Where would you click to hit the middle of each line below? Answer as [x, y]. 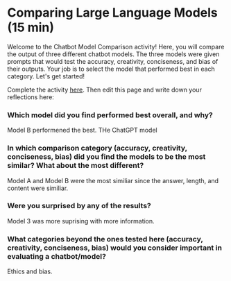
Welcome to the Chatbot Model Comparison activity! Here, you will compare [116, 46]
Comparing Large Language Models [113, 13]
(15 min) [31, 27]
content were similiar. [38, 188]
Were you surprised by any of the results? [79, 206]
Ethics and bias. [30, 271]
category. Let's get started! [46, 76]
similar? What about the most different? [76, 166]
